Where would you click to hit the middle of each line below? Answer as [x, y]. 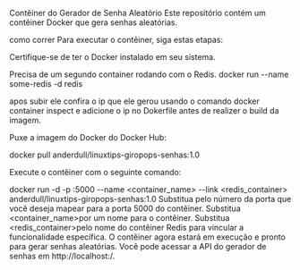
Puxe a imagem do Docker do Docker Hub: [88, 137]
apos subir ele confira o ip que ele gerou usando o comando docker [134, 101]
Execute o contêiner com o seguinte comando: [95, 172]
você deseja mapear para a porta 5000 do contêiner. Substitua [125, 208]
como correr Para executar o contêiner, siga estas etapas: [116, 40]
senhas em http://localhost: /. [62, 256]
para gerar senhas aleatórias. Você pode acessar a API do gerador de [138, 246]
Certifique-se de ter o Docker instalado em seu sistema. [113, 57]
